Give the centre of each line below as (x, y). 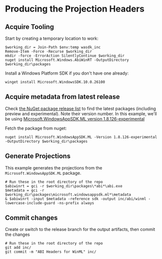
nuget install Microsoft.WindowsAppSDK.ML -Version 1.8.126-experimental (81, 137)
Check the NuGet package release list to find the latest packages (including (81, 108)
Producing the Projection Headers (75, 9)
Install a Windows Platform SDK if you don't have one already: (67, 73)
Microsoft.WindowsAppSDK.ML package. (43, 173)
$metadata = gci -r (25, 190)
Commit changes (32, 218)
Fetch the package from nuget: (36, 128)
